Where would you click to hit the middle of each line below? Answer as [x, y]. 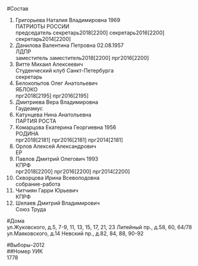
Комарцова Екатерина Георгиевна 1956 [66, 127]
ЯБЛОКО [26, 89]
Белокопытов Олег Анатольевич [56, 83]
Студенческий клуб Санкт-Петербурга [65, 70]
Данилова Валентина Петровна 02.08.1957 [70, 45]
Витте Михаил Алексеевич [49, 64]
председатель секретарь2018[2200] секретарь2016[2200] [90, 33]
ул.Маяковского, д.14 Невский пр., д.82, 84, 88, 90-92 [75, 233]
